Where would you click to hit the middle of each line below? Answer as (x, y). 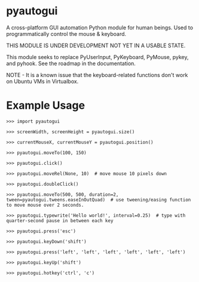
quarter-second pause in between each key (60, 220)
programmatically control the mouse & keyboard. (66, 33)
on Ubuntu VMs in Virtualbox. (42, 81)
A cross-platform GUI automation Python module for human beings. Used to (99, 27)
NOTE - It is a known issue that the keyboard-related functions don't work (97, 75)
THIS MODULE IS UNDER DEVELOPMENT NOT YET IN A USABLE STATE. (96, 45)
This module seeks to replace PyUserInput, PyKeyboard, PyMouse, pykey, (97, 57)
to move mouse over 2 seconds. (45, 205)
